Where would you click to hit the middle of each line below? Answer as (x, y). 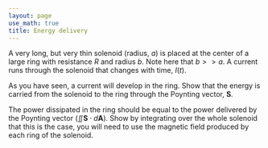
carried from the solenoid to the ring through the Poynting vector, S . (121, 94)
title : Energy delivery (48, 30)
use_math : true (34, 23)
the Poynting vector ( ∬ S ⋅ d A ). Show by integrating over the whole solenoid (133, 118)
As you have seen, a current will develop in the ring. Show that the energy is (134, 86)
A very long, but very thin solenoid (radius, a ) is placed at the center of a (129, 54)
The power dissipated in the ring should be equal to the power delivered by (133, 110)
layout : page (30, 16)
